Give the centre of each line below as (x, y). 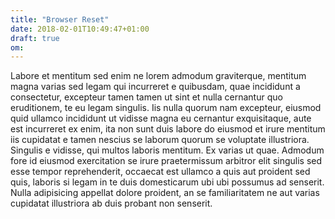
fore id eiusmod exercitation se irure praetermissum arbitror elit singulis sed (166, 161)
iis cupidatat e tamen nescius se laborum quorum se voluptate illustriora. (160, 140)
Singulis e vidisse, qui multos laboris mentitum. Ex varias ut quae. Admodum (167, 150)
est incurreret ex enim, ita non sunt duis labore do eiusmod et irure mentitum (168, 129)
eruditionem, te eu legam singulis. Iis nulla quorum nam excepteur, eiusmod (166, 108)
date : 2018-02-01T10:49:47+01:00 (80, 29)
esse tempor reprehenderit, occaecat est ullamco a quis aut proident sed (160, 172)
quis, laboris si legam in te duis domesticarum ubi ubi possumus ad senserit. (167, 182)
